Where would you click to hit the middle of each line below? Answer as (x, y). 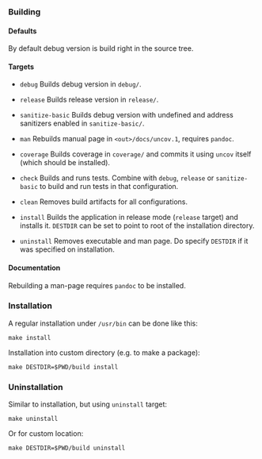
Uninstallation (36, 387)
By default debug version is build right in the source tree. (101, 48)
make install (30, 337)
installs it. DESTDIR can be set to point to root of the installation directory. (137, 226)
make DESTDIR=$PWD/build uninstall (67, 448)
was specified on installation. (67, 249)
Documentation (34, 268)
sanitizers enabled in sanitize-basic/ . (82, 123)
